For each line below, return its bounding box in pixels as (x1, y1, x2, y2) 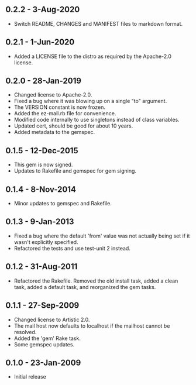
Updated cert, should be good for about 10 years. (13, 122, 133, 129)
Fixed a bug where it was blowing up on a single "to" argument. (13, 98, 167, 105)
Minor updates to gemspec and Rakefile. (13, 200, 112, 207)
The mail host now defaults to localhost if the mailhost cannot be (13, 322, 170, 329)
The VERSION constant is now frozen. (13, 104, 106, 111)
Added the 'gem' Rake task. (13, 335, 81, 342)
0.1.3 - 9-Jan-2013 (5, 216, 74, 227)
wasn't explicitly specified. (13, 238, 78, 245)
